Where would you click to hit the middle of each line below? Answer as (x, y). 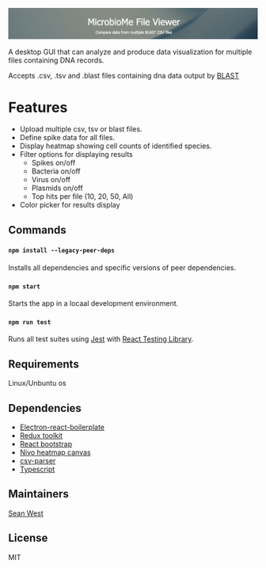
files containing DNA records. (56, 60)
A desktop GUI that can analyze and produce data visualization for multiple (130, 51)
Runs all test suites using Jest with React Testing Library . (101, 339)
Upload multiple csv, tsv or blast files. (81, 129)
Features (38, 107)
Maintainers (39, 494)
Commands (38, 230)
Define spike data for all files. (67, 138)
